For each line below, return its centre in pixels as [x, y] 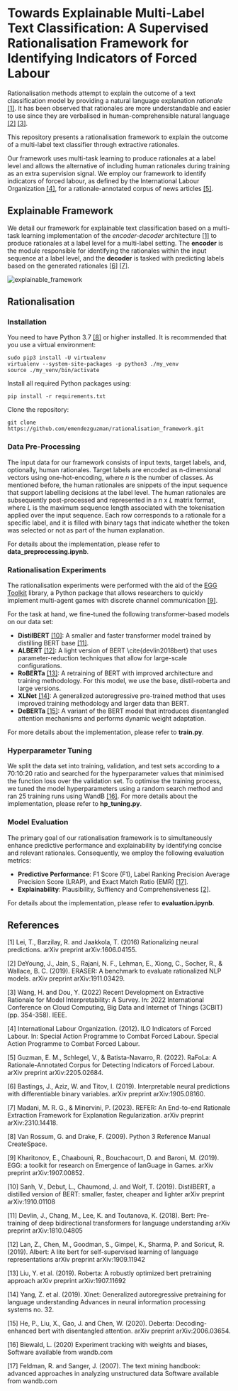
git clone [22, 423]
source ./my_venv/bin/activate [53, 371]
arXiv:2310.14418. [33, 1123]
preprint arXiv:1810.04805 [45, 1231]
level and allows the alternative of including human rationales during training [119, 165]
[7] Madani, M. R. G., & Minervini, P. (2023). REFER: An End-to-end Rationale [119, 1108]
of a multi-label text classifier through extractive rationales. [93, 144]
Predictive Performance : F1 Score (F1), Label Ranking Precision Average [124, 874]
